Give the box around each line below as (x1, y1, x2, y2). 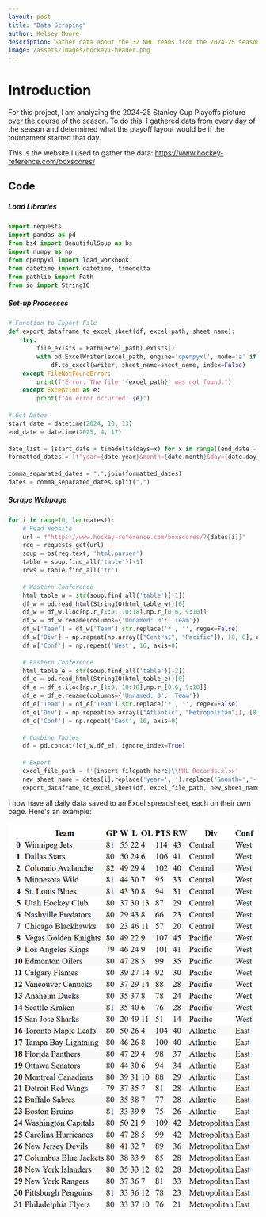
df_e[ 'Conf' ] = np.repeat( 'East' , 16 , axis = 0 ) (22, 717, 179, 725)
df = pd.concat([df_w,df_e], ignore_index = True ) (22, 742, 186, 750)
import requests (8, 223, 62, 231)
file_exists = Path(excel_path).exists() (36, 345, 176, 353)
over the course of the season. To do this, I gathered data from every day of (8, 116, 256, 126)
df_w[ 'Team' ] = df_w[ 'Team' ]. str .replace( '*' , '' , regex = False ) (22, 625, 239, 633)
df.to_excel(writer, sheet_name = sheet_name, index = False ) (50, 361, 246, 369)
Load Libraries (8, 202, 57, 212)
